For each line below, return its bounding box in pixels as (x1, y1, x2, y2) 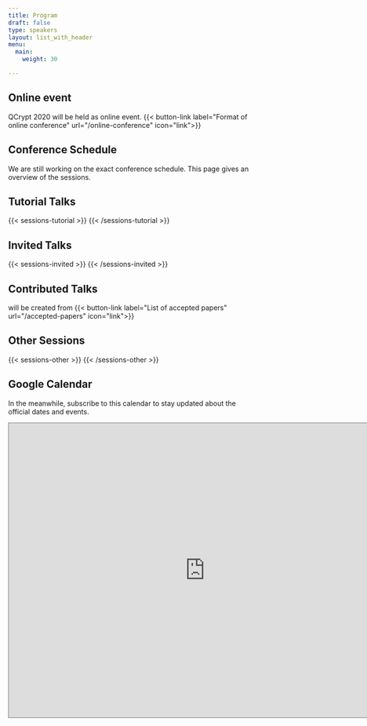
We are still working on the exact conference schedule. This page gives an (8, 164, 249, 173)
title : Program (8, 11, 58, 20)
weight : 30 (22, 56, 58, 64)
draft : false (8, 19, 51, 27)
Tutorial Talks (8, 195, 76, 208)
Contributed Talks (8, 282, 98, 295)
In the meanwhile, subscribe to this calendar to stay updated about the (8, 398, 237, 408)
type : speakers (8, 26, 58, 34)
